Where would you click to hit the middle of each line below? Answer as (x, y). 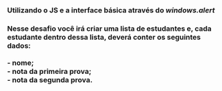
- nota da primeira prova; (49, 71)
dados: (19, 45)
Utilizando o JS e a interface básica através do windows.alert (111, 10)
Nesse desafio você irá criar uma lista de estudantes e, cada (109, 28)
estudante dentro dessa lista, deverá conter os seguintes (104, 37)
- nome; (21, 62)
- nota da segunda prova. (50, 79)
